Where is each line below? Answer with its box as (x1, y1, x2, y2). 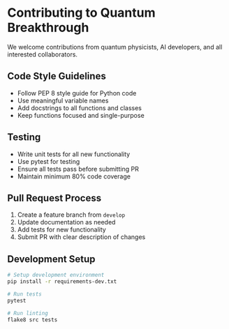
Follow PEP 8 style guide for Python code (17, 89, 137, 97)
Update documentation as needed (17, 218, 116, 227)
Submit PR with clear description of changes (17, 233, 146, 241)
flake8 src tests (7, 316, 58, 323)
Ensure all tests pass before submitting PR (17, 164, 140, 173)
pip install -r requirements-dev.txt (7, 278, 117, 285)
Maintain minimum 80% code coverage (17, 172, 131, 181)
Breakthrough (7, 20, 89, 36)
